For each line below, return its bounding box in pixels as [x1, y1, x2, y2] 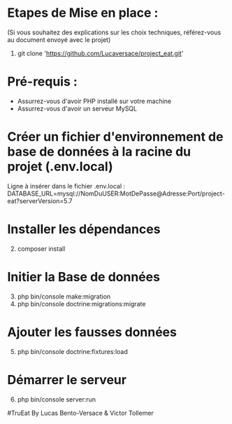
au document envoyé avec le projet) [7, 35, 111, 43]
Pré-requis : [7, 74, 78, 90]
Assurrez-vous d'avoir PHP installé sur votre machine [17, 97, 172, 105]
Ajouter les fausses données [7, 324, 177, 340]
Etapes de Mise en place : [7, 5, 159, 21]
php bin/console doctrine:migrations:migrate [17, 299, 146, 308]
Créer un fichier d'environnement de [7, 129, 224, 145]
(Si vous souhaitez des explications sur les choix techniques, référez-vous [7, 28, 222, 36]
